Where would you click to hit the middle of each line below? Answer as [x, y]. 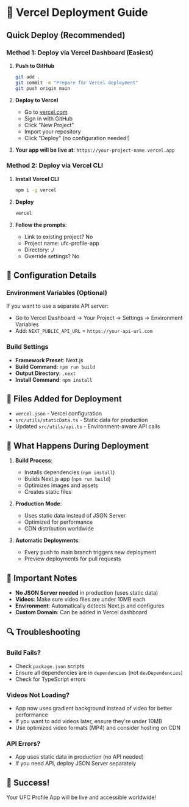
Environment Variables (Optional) [57, 292]
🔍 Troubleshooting [43, 632]
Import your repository [52, 132]
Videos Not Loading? [38, 695]
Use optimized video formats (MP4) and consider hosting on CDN [98, 727]
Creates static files [48, 492]
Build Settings [27, 347]
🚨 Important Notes [42, 578]
